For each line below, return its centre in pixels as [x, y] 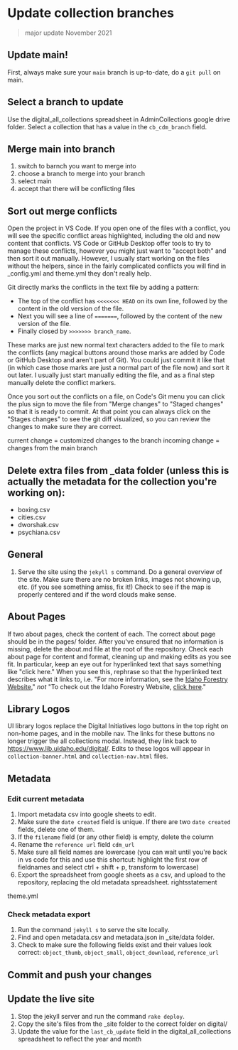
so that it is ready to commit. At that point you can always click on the [109, 412]
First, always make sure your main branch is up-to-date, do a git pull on [114, 72]
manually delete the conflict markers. [61, 383]
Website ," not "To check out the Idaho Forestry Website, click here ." [107, 686]
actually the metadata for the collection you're [112, 481]
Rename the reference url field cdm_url [76, 845]
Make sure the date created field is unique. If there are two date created [124, 822]
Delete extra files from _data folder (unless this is [118, 470]
